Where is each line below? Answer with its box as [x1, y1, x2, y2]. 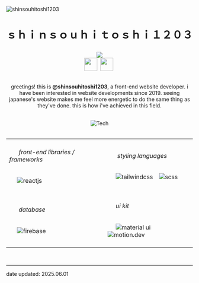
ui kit [115, 202, 129, 210]
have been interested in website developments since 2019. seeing [19, 90, 180, 97]
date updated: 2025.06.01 [6, 270, 69, 277]
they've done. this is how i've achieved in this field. [37, 102, 162, 109]
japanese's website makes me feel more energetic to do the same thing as [8, 96, 191, 103]
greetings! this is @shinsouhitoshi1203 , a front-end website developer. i [11, 83, 188, 90]
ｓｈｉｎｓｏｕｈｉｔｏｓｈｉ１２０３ [6, 28, 194, 42]
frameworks [9, 155, 43, 163]
